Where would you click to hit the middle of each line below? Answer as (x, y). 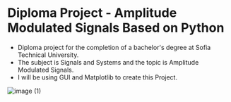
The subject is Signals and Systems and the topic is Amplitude (108, 62)
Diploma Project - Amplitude (92, 13)
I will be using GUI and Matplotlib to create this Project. (97, 77)
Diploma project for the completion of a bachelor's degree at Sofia (114, 47)
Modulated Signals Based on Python (116, 28)
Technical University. (48, 55)
